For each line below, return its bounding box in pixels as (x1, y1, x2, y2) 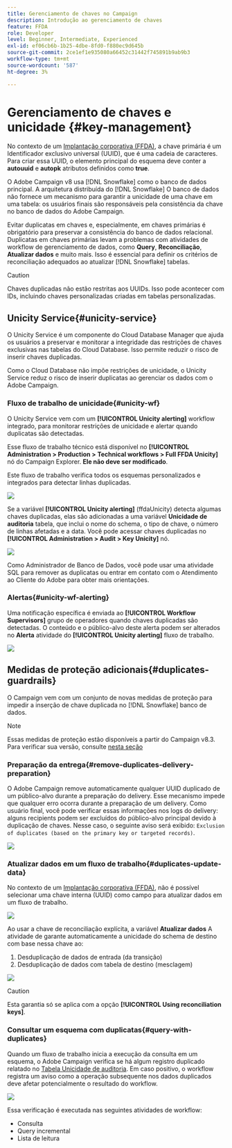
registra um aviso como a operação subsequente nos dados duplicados (7, 1072, 212, 1080)
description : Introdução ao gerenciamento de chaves (7, 17, 163, 24)
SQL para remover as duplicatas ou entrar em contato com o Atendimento (7, 568, 218, 576)
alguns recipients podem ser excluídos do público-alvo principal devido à (7, 814, 217, 822)
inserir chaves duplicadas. (7, 353, 82, 362)
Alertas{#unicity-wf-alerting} (7, 592, 109, 602)
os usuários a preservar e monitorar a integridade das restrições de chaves (7, 338, 222, 346)
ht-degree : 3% (7, 68, 48, 75)
